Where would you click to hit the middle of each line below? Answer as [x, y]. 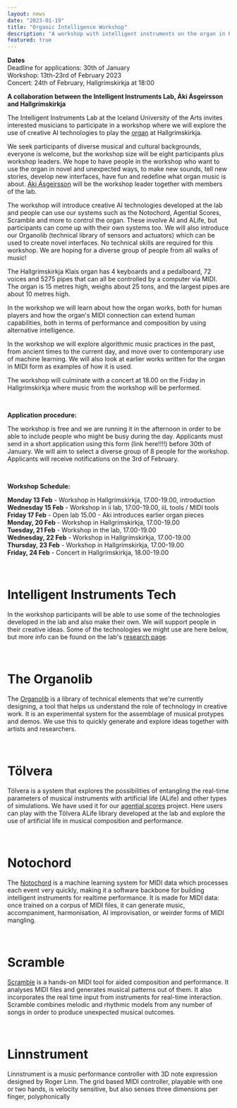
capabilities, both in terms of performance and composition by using [107, 323]
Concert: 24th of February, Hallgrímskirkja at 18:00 [81, 83]
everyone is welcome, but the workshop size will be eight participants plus [116, 154]
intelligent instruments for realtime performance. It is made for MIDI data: [114, 897]
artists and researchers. [42, 729]
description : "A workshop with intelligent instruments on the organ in [116, 34]
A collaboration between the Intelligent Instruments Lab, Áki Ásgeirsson [115, 97]
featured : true [30, 40]
